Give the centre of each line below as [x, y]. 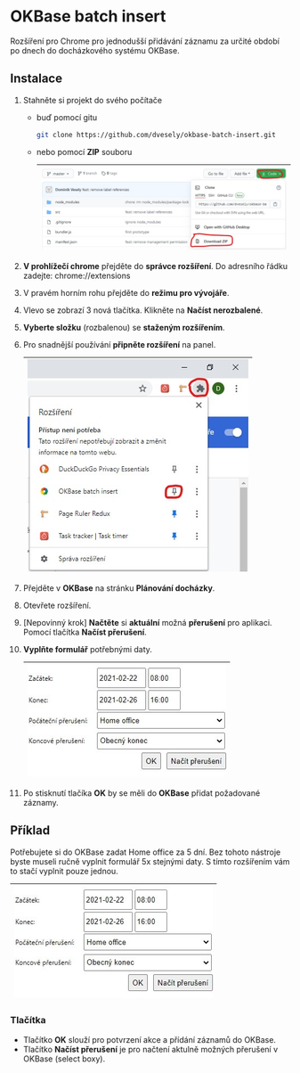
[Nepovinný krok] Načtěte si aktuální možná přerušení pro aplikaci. [147, 622]
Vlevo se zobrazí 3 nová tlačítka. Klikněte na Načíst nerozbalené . [143, 310]
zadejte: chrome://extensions [77, 275]
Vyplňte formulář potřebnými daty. [87, 649]
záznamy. [41, 802]
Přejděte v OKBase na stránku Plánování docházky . [119, 588]
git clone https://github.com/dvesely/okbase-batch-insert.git [156, 135]
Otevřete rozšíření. [57, 605]
